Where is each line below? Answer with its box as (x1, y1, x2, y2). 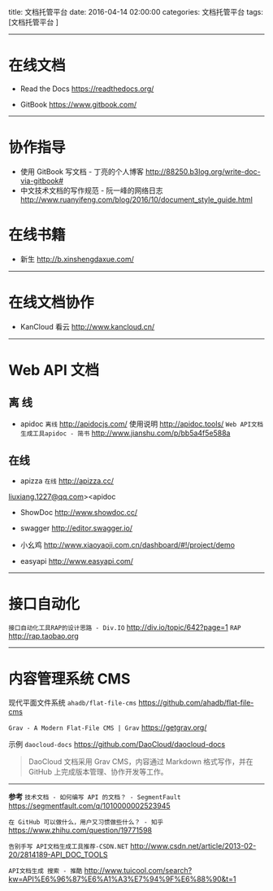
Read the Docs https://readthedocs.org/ (19, 84, 154, 94)
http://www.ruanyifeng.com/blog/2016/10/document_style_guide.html (19, 194, 253, 204)
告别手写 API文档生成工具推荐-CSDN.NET (8, 843, 128, 851)
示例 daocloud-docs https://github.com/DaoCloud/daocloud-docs (8, 740, 226, 749)
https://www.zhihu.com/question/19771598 (8, 825, 153, 836)
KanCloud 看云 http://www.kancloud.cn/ (19, 321, 155, 331)
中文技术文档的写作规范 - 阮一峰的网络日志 (19, 186, 164, 195)
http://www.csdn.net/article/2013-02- (129, 841, 257, 851)
